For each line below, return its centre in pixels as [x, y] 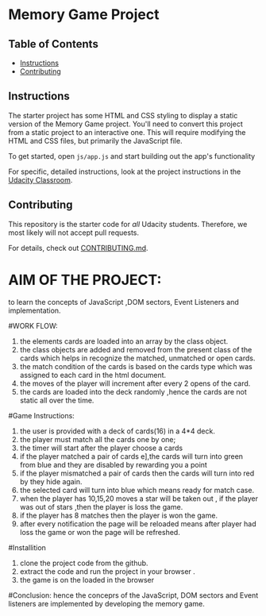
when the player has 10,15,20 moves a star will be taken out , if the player [139, 499]
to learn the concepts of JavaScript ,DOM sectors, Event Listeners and [124, 302]
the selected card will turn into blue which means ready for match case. [137, 490]
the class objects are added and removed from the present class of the [136, 349]
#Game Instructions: [42, 415]
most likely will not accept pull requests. [74, 233]
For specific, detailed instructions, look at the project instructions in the [125, 171]
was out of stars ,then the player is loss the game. [101, 506]
